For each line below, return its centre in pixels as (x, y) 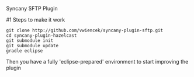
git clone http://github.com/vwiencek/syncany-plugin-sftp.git (85, 30)
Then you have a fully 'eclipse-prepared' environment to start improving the (97, 62)
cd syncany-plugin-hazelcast (41, 36)
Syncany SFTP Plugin (32, 8)
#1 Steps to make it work (36, 20)
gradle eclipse (25, 51)
